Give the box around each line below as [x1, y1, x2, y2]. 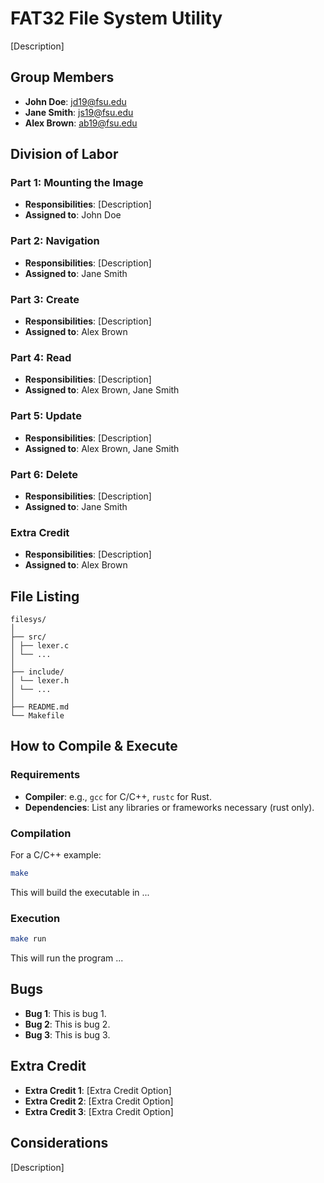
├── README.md [10, 702, 70, 712]
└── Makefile [10, 711, 65, 721]
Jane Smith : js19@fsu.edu [24, 106, 134, 118]
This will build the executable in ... [10, 886, 150, 898]
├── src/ [10, 632, 47, 642]
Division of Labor [10, 146, 119, 163]
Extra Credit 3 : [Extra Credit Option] [24, 1105, 174, 1117]
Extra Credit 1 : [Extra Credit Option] [24, 1084, 172, 1096]
